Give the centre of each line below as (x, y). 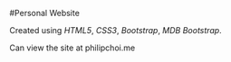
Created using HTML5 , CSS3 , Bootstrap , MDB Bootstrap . (115, 30)
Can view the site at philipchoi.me (72, 48)
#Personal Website (44, 13)
